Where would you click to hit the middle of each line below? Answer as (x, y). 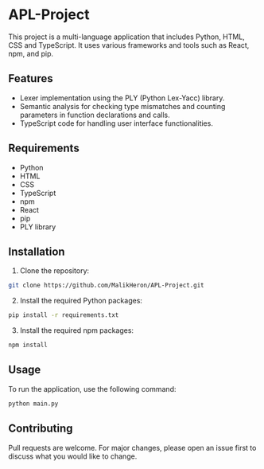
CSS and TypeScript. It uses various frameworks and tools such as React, (129, 45)
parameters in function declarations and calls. (95, 115)
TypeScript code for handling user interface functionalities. (116, 123)
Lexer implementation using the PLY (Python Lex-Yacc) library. (122, 98)
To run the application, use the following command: (92, 389)
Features (31, 78)
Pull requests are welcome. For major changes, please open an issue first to (132, 448)
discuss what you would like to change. (73, 456)
